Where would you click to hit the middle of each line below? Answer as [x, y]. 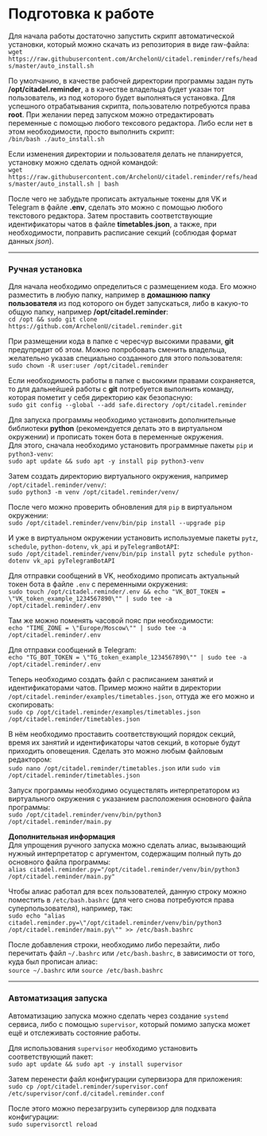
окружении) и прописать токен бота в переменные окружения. [116, 437]
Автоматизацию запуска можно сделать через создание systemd [118, 1016]
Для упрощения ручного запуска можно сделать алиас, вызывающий [127, 845]
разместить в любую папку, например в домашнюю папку [109, 295]
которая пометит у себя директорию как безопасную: [101, 398]
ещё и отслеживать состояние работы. [75, 1032]
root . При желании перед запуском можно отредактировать [111, 114]
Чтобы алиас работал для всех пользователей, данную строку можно [128, 891]
